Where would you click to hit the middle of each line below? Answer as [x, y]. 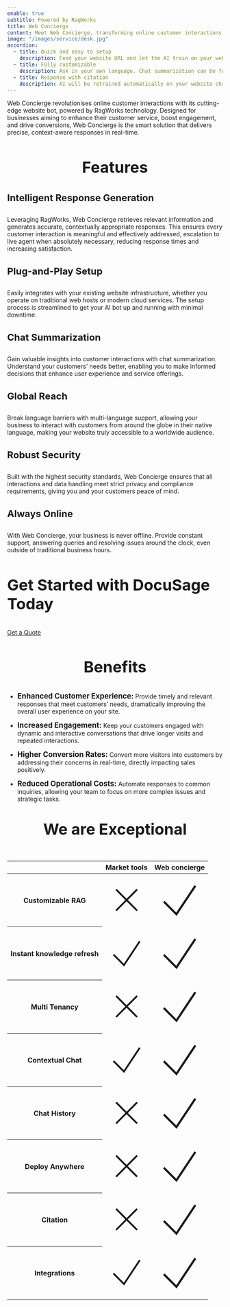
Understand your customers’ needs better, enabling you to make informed [112, 366]
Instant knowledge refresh [55, 953]
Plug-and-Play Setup [55, 271]
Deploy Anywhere [55, 1166]
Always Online [40, 513]
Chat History [55, 1113]
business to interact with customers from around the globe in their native [110, 425]
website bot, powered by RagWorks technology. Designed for [110, 111]
